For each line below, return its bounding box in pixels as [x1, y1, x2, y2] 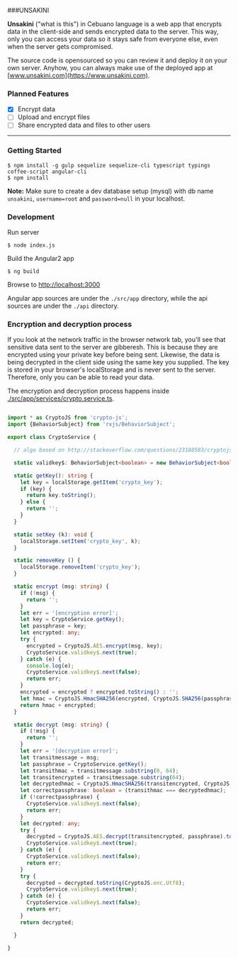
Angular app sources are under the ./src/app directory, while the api [7, 294, 208, 303]
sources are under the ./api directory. [7, 301, 119, 311]
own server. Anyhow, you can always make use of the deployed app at [7, 64, 213, 72]
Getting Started [7, 145, 62, 155]
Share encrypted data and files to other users [17, 121, 151, 130]
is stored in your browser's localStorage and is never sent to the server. [7, 365, 216, 374]
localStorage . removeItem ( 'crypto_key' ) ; [20, 564, 141, 571]
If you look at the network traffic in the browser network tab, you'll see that [7, 335, 226, 344]
